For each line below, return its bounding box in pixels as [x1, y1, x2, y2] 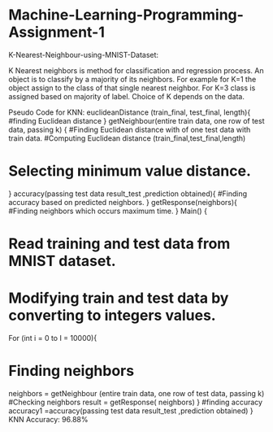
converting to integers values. [8, 307, 217, 325]
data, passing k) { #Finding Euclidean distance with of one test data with [8, 124, 251, 134]
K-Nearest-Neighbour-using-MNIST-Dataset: [8, 50, 159, 59]
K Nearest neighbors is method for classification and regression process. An [8, 65, 264, 75]
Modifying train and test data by [8, 289, 229, 308]
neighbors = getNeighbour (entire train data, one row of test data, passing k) [8, 388, 265, 398]
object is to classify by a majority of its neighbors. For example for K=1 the [8, 74, 257, 84]
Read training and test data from [8, 234, 231, 253]
